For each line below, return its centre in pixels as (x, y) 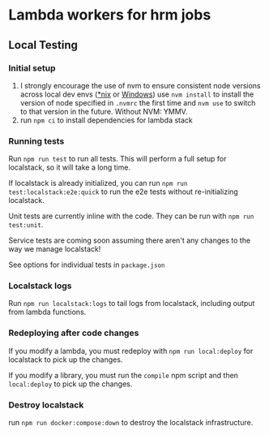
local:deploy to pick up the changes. (70, 384)
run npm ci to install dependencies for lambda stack (106, 120)
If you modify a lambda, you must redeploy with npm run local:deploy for (131, 351)
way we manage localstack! (55, 249)
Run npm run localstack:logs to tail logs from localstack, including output (132, 304)
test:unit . (26, 225)
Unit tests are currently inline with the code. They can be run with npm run (131, 216)
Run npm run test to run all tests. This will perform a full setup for (117, 159)
